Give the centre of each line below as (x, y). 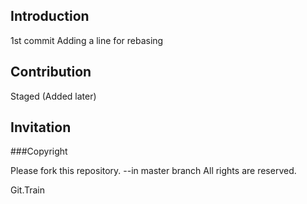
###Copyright (39, 151)
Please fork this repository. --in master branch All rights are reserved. (153, 171)
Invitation (41, 127)
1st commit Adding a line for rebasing (87, 40)
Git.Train (28, 190)
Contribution (51, 72)
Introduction (50, 16)
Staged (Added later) (53, 96)
